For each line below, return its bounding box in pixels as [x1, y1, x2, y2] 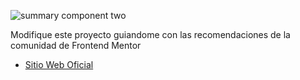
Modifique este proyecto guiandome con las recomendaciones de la [10, 29, 291, 40]
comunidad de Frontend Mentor [10, 40, 142, 51]
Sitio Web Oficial [24, 59, 94, 70]
